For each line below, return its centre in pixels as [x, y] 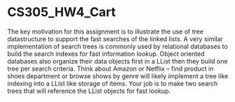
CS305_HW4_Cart [62, 12]
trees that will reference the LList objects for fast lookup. [89, 91]
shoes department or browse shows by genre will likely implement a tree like [118, 76]
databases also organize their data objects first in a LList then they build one [117, 61]
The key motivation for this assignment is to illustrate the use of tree [106, 31]
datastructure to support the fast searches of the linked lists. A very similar [115, 38]
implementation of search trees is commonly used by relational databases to [117, 46]
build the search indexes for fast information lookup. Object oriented [106, 54]
